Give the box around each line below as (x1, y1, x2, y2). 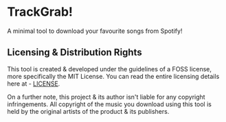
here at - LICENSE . (7, 80, 60, 88)
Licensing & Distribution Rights (7, 47, 142, 58)
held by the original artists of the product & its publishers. (7, 107, 170, 115)
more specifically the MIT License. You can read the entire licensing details (7, 72, 220, 80)
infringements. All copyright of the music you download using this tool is (7, 100, 212, 108)
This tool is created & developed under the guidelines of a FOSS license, (7, 64, 212, 73)
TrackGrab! (7, 4, 74, 20)
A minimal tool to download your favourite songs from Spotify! (7, 27, 183, 35)
